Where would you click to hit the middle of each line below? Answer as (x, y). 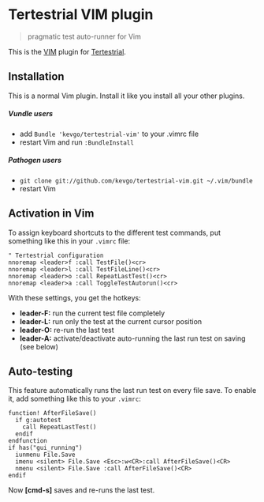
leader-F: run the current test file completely (92, 313)
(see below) (39, 346)
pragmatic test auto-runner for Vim (84, 36)
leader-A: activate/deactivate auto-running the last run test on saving (132, 338)
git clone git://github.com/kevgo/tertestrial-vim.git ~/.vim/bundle (136, 181)
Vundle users (31, 114)
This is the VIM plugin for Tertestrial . (67, 51)
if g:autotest (38, 421)
